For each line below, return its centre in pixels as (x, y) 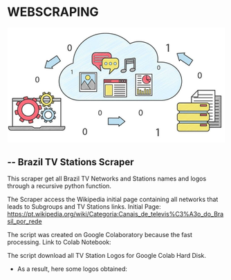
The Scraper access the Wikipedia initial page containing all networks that (113, 199)
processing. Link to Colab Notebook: (59, 242)
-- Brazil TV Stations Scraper (71, 162)
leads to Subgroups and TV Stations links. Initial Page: (84, 206)
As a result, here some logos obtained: (72, 269)
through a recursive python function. (59, 186)
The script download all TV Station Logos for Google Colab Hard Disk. (107, 255)
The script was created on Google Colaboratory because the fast (100, 234)
